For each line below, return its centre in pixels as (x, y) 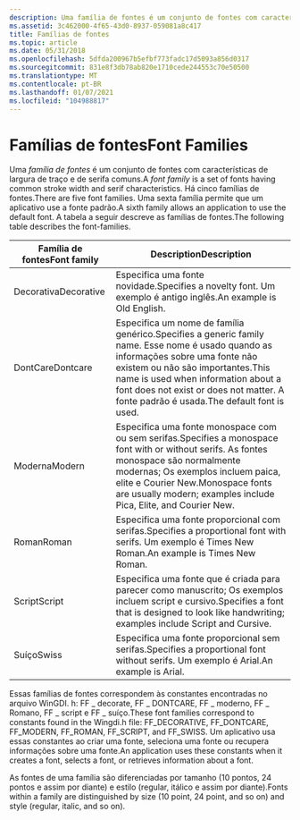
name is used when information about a (198, 379)
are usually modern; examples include (195, 495)
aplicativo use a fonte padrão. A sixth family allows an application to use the (148, 207)
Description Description (201, 254)
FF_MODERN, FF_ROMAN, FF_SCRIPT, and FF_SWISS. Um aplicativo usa (142, 732)
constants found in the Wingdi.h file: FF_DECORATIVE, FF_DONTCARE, (139, 723)
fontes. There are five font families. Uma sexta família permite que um (136, 199)
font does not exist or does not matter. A (200, 390)
